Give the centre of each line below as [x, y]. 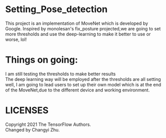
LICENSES [27, 110]
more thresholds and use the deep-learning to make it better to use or [78, 34]
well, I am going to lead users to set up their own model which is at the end [83, 84]
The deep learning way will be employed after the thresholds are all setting [83, 79]
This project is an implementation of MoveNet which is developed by [77, 23]
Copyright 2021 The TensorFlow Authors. [48, 124]
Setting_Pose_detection [56, 9]
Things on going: [42, 60]
